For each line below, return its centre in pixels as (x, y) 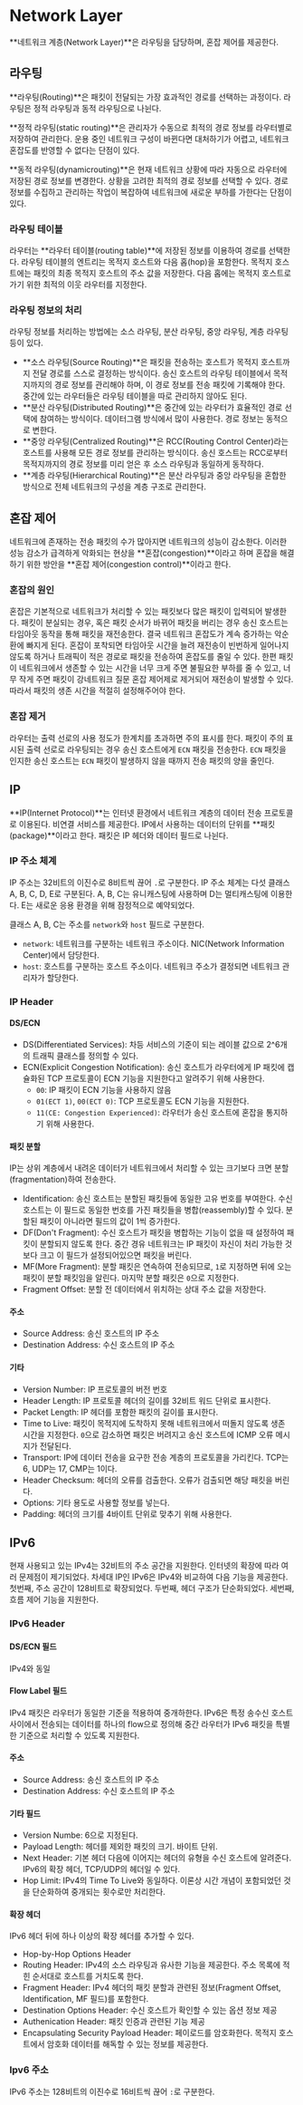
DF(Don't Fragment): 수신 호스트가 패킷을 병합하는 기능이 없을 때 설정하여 (153, 1232)
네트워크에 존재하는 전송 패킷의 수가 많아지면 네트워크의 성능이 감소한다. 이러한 (148, 542)
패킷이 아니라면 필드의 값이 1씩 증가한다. (110, 1221)
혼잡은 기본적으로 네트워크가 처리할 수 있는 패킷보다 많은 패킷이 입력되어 (136, 612)
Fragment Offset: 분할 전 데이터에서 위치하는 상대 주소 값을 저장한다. (144, 1289)
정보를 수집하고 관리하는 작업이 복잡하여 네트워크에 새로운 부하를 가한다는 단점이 (151, 192)
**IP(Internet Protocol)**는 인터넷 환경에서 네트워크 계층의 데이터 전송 (136, 813)
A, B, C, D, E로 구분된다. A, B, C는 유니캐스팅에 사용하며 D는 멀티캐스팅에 (139, 893)
